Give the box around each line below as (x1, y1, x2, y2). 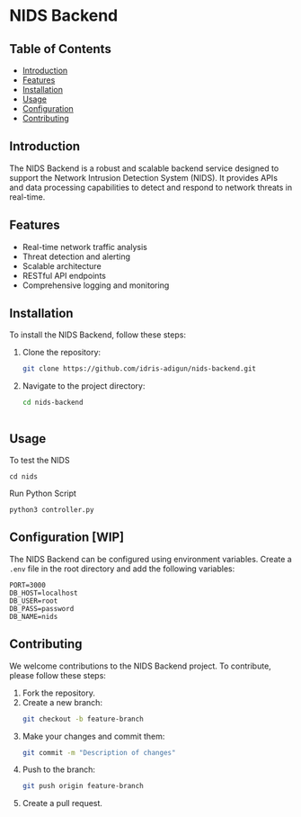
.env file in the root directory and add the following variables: (9, 563, 235, 574)
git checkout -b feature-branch (22, 714, 144, 723)
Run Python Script (9, 488, 76, 498)
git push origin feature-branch (22, 782, 144, 791)
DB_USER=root (9, 596, 58, 606)
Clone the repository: (22, 347, 102, 358)
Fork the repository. (22, 687, 96, 698)
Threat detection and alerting (22, 251, 131, 262)
